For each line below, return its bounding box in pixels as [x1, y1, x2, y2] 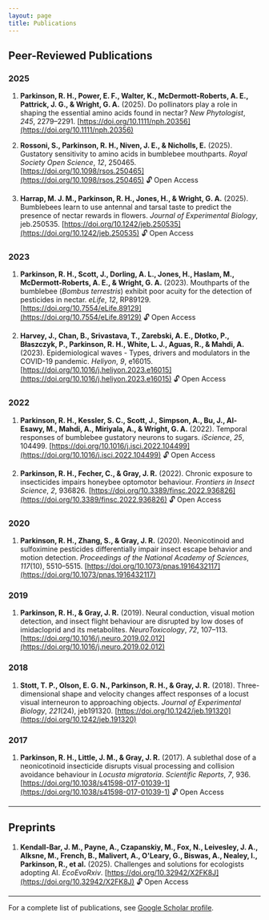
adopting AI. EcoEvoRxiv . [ [19, 867, 108, 878]
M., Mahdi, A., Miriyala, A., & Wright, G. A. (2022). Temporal [46, 424, 247, 434]
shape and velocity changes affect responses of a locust [62, 688, 250, 698]
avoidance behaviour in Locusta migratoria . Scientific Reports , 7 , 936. [19, 769, 251, 779]
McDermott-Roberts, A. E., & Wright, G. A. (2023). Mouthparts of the [19, 278, 251, 288]
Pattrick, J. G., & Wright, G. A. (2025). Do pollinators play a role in [19, 99, 238, 109]
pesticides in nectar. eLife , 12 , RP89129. [19, 295, 151, 305]
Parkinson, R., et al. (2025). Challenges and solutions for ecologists [19, 859, 244, 869]
